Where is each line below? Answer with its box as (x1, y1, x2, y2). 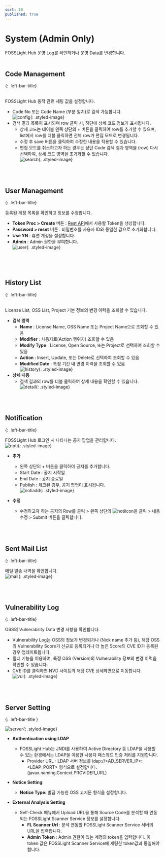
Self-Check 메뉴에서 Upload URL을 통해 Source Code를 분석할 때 (19, 810, 149, 816)
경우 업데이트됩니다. (12, 649, 51, 655)
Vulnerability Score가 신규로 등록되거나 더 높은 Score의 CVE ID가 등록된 (17, 643, 159, 649)
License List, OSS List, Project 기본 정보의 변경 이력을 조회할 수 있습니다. (5, 307, 147, 313)
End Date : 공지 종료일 (19, 475, 63, 481)
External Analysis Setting (12, 799, 66, 805)
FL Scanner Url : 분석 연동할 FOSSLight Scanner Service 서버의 (27, 822, 154, 828)
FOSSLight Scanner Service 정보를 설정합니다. (29, 816, 121, 821)
